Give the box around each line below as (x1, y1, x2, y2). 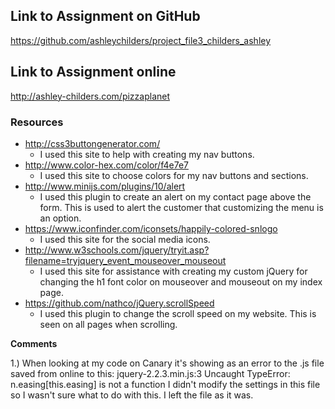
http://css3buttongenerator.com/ (24, 137, 161, 149)
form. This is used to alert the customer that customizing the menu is (39, 201, 324, 213)
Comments (10, 337, 58, 349)
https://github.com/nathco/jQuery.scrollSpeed (24, 297, 215, 309)
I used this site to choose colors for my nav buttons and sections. (39, 169, 309, 181)
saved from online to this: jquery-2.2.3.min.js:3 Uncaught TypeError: (10, 367, 291, 379)
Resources (10, 115, 64, 129)
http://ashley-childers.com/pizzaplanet (10, 90, 171, 102)
